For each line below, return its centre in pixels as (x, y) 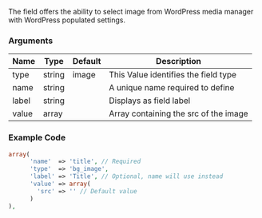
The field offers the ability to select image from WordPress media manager (131, 12)
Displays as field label (150, 101)
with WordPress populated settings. (67, 20)
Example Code (37, 137)
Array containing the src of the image (179, 113)
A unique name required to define (172, 88)
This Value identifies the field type (173, 75)
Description (179, 61)
